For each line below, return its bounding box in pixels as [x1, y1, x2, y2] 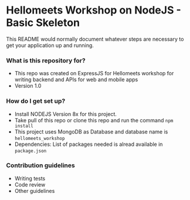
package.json [14, 148, 47, 154]
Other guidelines [14, 187, 55, 194]
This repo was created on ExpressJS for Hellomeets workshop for [14, 70, 174, 77]
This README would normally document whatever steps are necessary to [6, 35, 184, 42]
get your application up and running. [6, 42, 94, 49]
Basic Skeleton [6, 16, 80, 29]
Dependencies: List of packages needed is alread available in [14, 141, 163, 148]
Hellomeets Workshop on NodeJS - [6, 4, 182, 17]
